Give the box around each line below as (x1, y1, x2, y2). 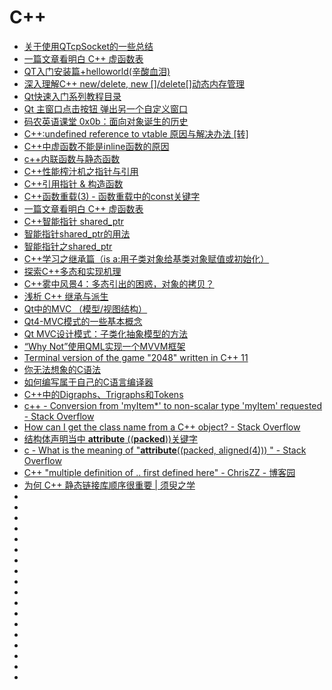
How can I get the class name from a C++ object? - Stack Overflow (23, 421, 301, 433)
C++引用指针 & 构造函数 (23, 177, 124, 190)
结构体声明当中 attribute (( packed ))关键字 (23, 432, 199, 445)
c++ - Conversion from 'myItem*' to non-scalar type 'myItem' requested (23, 399, 323, 411)
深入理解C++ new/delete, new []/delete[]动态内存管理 (23, 77, 245, 90)
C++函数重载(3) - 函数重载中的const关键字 (23, 190, 201, 202)
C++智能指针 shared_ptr (23, 215, 125, 227)
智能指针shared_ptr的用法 (23, 227, 131, 240)
